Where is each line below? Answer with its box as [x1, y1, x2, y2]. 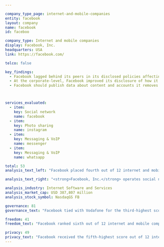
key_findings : [5, 69, 34, 75]
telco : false [5, 60, 32, 66]
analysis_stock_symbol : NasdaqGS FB [5, 194, 80, 200]
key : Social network [14, 109, 56, 114]
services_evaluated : [5, 100, 47, 105]
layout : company [5, 20, 38, 25]
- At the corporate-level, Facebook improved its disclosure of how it [9, 78, 159, 83]
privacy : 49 [5, 230, 29, 235]
